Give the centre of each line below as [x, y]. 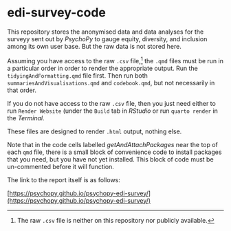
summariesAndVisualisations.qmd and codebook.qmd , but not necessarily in [111, 82]
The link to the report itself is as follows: [64, 179]
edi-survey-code [57, 13]
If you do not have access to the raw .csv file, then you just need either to [112, 103]
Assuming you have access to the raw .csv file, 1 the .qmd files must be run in [115, 60]
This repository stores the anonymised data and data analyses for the [106, 32]
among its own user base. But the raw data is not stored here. [95, 46]
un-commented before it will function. [61, 166]
